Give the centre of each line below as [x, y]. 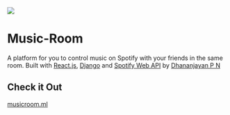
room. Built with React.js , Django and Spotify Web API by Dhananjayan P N [114, 65]
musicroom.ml [28, 104]
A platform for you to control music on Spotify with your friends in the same [115, 58]
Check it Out [35, 87]
